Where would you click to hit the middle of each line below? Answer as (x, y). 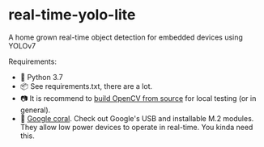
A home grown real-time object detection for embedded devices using (126, 37)
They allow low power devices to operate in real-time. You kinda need (136, 127)
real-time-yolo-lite (72, 15)
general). (35, 110)
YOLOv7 (22, 45)
